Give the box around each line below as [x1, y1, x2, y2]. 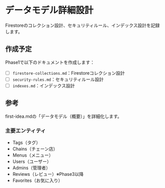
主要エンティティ [5, 127, 46, 134]
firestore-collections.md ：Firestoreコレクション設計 [12, 70, 125, 76]
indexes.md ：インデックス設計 [12, 82, 75, 88]
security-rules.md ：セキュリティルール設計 [12, 76, 104, 82]
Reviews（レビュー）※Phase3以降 [12, 171, 84, 177]
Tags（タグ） [12, 139, 41, 146]
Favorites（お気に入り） [12, 177, 63, 183]
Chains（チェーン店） [12, 146, 58, 152]
